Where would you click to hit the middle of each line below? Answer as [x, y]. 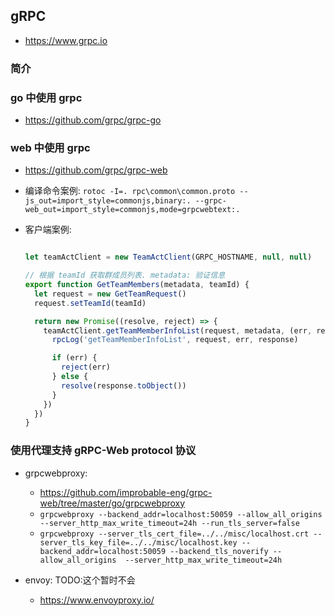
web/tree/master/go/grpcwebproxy [112, 503]
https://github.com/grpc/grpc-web [96, 170]
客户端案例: [48, 230]
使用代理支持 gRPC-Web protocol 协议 [103, 451]
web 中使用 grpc [50, 147]
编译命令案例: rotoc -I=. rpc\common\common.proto [130, 191]
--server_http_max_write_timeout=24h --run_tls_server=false [169, 523]
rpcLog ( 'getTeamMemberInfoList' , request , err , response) [175, 340]
